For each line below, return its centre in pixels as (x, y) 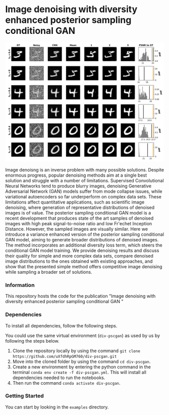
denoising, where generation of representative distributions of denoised (80, 207)
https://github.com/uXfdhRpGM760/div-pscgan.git (65, 356)
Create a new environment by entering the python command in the (82, 367)
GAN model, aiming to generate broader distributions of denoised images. (82, 239)
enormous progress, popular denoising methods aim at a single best (76, 175)
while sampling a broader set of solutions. (49, 272)
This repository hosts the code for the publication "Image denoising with (80, 296)
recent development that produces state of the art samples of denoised (79, 218)
